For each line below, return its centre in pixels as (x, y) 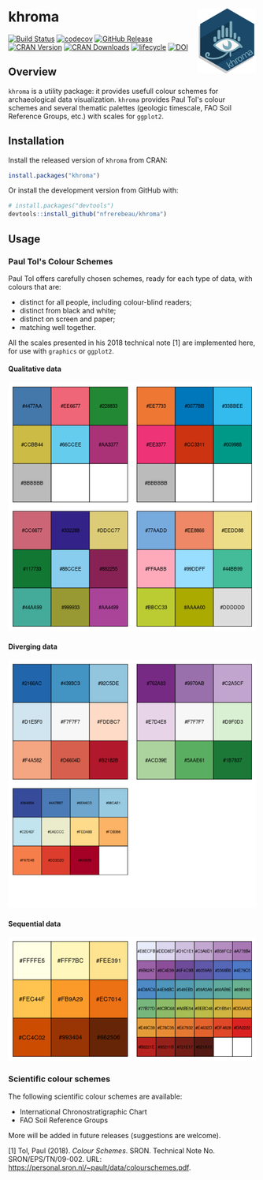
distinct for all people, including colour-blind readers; (106, 302)
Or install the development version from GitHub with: (93, 190)
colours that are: (35, 287)
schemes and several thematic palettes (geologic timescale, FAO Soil (120, 107)
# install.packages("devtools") (61, 206)
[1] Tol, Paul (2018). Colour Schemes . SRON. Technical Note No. (111, 1150)
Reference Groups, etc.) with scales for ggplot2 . (86, 116)
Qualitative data (35, 369)
